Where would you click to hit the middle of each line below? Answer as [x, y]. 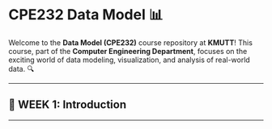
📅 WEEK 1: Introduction [68, 105]
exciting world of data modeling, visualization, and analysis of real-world [130, 60]
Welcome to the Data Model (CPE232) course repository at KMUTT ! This [131, 42]
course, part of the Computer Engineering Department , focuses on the [128, 51]
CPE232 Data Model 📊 [86, 15]
